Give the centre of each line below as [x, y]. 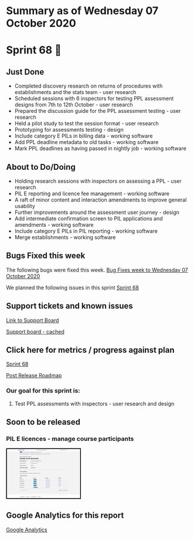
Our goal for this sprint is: [43, 391]
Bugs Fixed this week [46, 256]
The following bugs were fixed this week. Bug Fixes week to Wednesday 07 [97, 270]
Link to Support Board [33, 320]
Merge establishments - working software [65, 237]
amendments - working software [54, 225]
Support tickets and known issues [69, 306]
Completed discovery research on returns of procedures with [89, 86]
